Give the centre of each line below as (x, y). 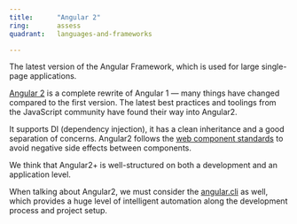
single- (274, 66)
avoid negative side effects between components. (101, 148)
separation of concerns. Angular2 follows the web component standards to (146, 139)
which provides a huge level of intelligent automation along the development (148, 201)
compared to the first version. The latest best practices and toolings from (143, 103)
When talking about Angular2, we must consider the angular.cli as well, (139, 192)
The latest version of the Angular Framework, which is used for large (134, 66)
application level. (40, 174)
